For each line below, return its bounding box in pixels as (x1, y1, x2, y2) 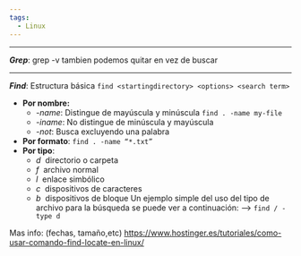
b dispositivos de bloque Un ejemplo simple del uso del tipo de (35, 192, 271, 203)
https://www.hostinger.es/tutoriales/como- (124, 227, 282, 238)
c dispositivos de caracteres (35, 183, 142, 193)
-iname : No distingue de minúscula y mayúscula (35, 116, 214, 127)
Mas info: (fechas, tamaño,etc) (9, 227, 123, 238)
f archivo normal (35, 164, 99, 175)
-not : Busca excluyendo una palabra (35, 126, 170, 137)
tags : (9, 13, 30, 22)
